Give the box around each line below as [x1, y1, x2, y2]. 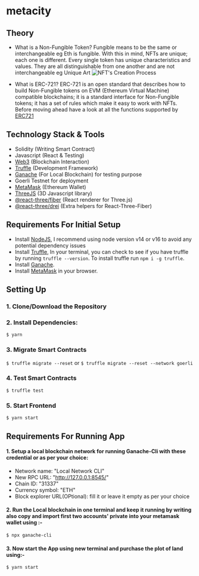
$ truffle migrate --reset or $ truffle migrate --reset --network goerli [6, 359, 194, 366]
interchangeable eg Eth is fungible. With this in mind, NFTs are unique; [14, 50, 188, 57]
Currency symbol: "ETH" [14, 486, 76, 493]
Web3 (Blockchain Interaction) [14, 158, 89, 165]
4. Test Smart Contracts [6, 374, 77, 382]
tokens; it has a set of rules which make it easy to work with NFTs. [14, 100, 178, 107]
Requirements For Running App [6, 431, 125, 441]
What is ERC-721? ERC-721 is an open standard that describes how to [14, 80, 186, 88]
